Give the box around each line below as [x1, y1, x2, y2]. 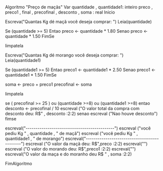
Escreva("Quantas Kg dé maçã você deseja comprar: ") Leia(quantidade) [5, 19, 152, 24]
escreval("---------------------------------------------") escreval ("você [5, 125, 151, 131]
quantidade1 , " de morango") [5, 136, 65, 141]
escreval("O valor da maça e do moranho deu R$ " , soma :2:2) [5, 151, 132, 157]
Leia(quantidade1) [5, 57, 41, 63]
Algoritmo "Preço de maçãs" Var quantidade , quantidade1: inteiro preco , [5, 4, 153, 10]
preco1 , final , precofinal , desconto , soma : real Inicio [5, 9, 115, 15]
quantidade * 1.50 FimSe [5, 34, 55, 39]
